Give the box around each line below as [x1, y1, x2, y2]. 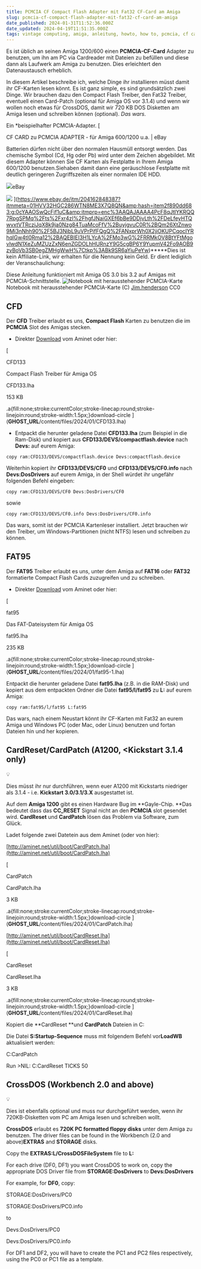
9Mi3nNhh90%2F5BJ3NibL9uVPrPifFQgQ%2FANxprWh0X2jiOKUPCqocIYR [6, 228, 194, 235]
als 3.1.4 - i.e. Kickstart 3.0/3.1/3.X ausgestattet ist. [6, 788, 134, 796]
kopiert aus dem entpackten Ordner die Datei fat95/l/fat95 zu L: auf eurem [6, 686, 192, 693]
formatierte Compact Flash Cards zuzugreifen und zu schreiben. [6, 574, 165, 581]
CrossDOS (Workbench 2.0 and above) [6, 1079, 154, 1089]
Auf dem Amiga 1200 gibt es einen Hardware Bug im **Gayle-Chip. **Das [6, 800, 192, 808]
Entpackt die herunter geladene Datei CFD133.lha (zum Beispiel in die [14, 429, 187, 436]
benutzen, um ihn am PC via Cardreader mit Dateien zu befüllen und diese [6, 54, 189, 61]
